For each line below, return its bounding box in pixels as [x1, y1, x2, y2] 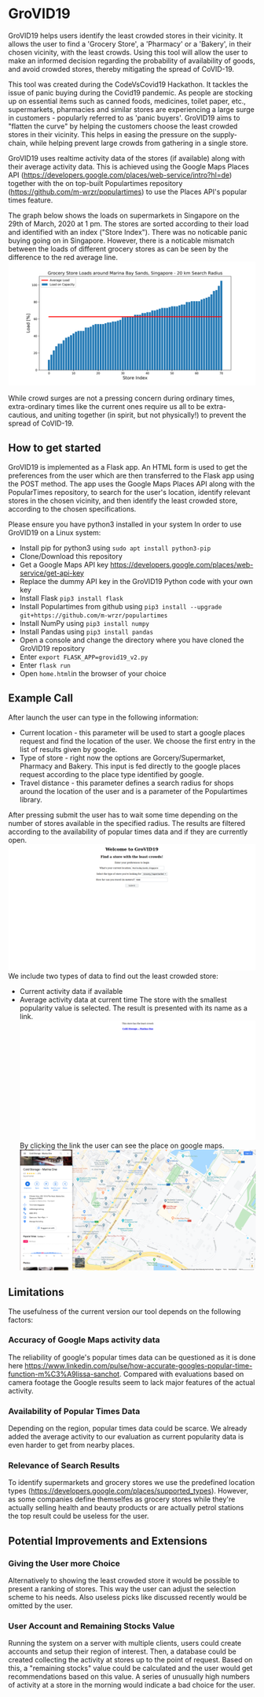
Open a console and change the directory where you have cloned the [19, 635, 244, 645]
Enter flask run [19, 660, 71, 670]
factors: [8, 1315, 34, 1324]
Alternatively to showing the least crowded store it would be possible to [8, 1576, 240, 1585]
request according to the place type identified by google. [19, 769, 204, 779]
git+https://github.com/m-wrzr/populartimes [19, 612, 168, 620]
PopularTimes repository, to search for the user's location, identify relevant [8, 487, 251, 497]
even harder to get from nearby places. [8, 1440, 135, 1450]
